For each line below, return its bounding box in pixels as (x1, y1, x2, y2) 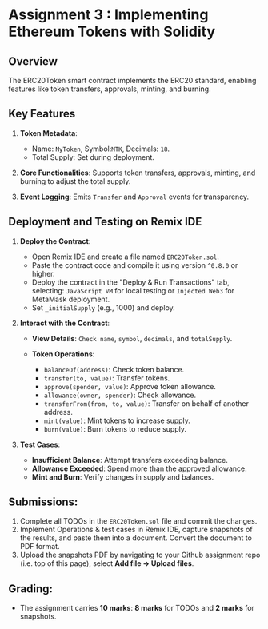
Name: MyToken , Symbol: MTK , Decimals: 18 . (31, 144, 170, 153)
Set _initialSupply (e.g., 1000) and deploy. (31, 302, 176, 313)
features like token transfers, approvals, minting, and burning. (8, 84, 211, 94)
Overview (8, 54, 58, 68)
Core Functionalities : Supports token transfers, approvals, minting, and (19, 168, 256, 177)
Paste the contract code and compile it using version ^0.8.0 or (31, 260, 238, 269)
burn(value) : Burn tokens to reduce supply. (43, 424, 186, 433)
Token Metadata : (19, 128, 78, 137)
